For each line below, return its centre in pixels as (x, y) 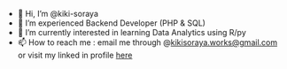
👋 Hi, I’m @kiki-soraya (58, 14)
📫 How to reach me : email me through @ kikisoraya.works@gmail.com (147, 42)
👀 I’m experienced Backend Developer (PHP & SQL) (112, 23)
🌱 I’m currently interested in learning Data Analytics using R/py (132, 32)
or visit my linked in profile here (75, 55)
